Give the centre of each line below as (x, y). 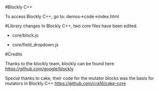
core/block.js (25, 35)
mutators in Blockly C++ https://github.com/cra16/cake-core (66, 83)
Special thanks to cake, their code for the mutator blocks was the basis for (79, 78)
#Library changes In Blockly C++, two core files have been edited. (71, 26)
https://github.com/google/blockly (39, 69)
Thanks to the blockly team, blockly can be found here (60, 64)
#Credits (14, 54)
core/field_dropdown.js (35, 45)
